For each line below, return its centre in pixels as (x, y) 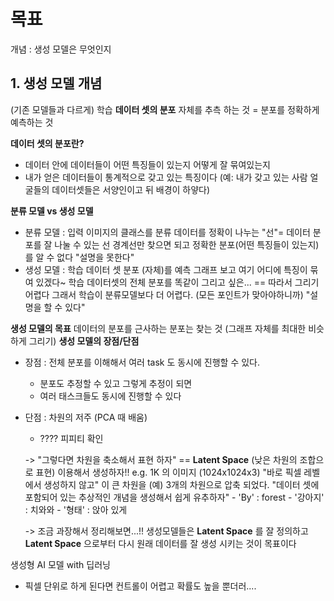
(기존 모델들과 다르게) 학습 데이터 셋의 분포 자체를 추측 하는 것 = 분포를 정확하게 (165, 109)
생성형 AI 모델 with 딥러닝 (60, 564)
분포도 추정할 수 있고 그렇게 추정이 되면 (116, 383)
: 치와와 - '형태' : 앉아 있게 (76, 509)
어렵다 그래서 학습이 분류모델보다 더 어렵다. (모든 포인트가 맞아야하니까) (164, 294)
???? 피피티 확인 (71, 438)
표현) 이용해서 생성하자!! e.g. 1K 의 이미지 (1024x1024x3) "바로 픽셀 (168, 472)
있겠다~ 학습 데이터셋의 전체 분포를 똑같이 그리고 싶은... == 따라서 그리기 (177, 282)
